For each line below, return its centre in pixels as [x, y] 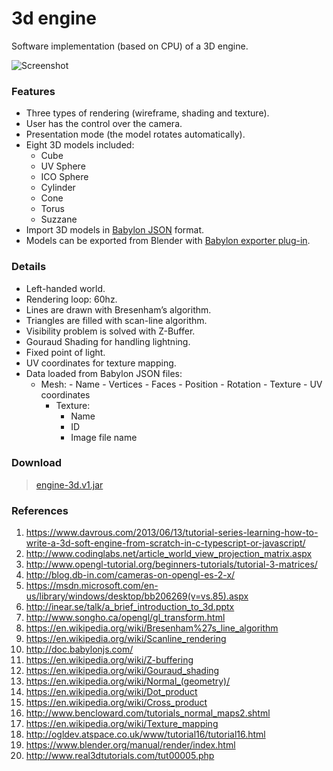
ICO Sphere [64, 177]
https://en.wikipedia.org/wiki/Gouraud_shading [122, 671]
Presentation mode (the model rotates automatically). [135, 134]
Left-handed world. [65, 288]
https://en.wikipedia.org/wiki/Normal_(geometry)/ [128, 681]
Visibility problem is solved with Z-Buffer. [110, 331]
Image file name [104, 437]
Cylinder [58, 188]
